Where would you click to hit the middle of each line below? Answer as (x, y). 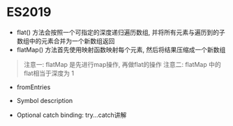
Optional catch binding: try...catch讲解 (72, 115)
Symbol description (45, 100)
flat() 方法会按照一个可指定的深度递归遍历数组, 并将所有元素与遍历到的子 (121, 32)
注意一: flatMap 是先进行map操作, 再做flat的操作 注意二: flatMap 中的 (122, 64)
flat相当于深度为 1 (49, 73)
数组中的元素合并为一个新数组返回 (66, 41)
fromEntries (33, 87)
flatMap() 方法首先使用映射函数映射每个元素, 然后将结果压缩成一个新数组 (121, 49)
